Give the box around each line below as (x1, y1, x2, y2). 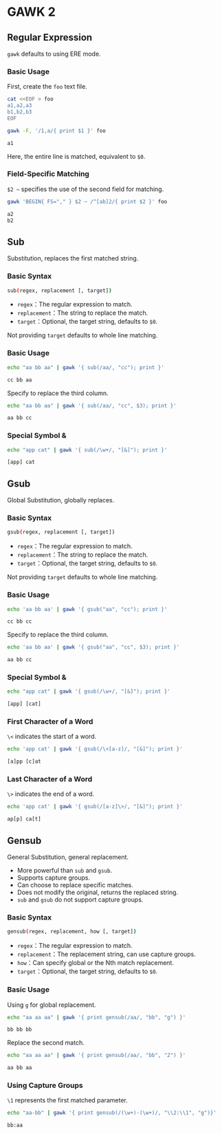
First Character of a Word (7, 717, 93, 726)
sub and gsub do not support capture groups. (16, 896, 144, 904)
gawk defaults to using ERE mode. (7, 49, 101, 58)
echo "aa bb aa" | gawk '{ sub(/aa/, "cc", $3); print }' (7, 402, 177, 409)
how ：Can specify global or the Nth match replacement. (16, 959, 174, 967)
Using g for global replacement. (7, 1001, 96, 1009)
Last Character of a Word (7, 775, 93, 784)
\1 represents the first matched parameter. (7, 1096, 129, 1104)
